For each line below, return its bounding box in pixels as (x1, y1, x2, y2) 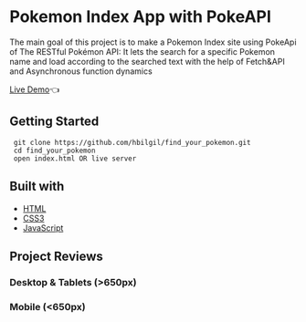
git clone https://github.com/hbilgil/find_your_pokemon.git (13, 138, 251, 147)
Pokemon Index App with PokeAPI (9, 6, 272, 27)
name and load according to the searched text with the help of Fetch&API (9, 56, 285, 67)
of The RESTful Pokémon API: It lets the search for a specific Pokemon (9, 46, 276, 57)
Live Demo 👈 (9, 84, 60, 95)
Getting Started (9, 114, 100, 130)
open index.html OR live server (13, 153, 137, 163)
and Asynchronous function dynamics (9, 66, 153, 77)
